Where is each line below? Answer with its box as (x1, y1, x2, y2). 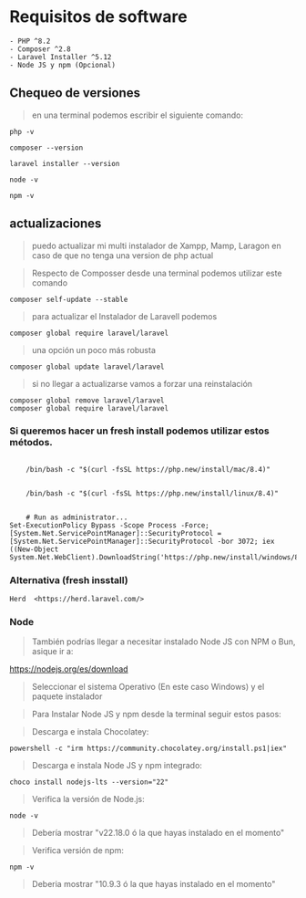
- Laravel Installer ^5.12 (9, 52, 112, 61)
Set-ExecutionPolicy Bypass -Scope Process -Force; (9, 520, 209, 530)
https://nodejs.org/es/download (9, 663, 129, 674)
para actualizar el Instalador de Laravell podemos (31, 310, 218, 321)
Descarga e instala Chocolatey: (31, 726, 149, 737)
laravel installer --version (9, 159, 120, 168)
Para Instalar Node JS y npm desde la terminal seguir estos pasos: (31, 709, 282, 720)
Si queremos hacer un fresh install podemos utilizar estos (9, 424, 270, 437)
